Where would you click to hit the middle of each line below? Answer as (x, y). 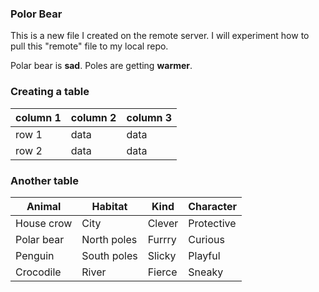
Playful (204, 255)
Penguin (35, 255)
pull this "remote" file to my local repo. (89, 46)
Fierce (162, 272)
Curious (206, 239)
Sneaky (206, 272)
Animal (44, 206)
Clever (163, 223)
